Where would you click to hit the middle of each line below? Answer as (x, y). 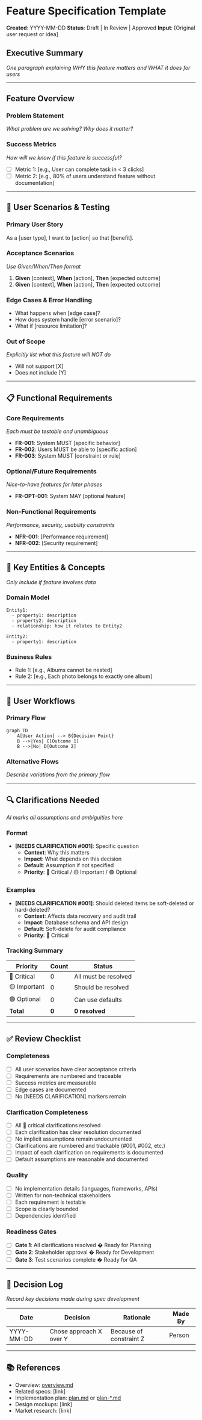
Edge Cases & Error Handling (49, 300)
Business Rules (29, 656)
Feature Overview (41, 98)
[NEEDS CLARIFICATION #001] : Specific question (77, 846)
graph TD (17, 730)
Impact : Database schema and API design (76, 922)
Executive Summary (45, 53)
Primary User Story (35, 225)
